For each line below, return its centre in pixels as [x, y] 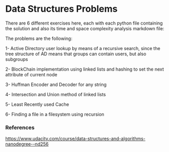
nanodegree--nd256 [27, 144]
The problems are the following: [39, 38]
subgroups [17, 59]
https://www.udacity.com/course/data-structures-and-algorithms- [76, 139]
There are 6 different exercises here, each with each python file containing [84, 23]
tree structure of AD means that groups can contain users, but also [76, 54]
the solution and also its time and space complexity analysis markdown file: [85, 28]
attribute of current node [31, 74]
